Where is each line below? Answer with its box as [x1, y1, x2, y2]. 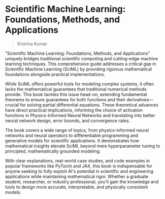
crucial [5, 102, 19, 108]
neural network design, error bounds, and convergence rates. [5, 118, 131, 123]
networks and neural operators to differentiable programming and [5, 132, 138, 138]
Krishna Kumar [17, 40, 48, 46]
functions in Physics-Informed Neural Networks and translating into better [5, 112, 156, 118]
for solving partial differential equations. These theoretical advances [20, 102, 159, 108]
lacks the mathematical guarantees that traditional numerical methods [5, 86, 147, 92]
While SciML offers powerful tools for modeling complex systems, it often [5, 80, 154, 87]
